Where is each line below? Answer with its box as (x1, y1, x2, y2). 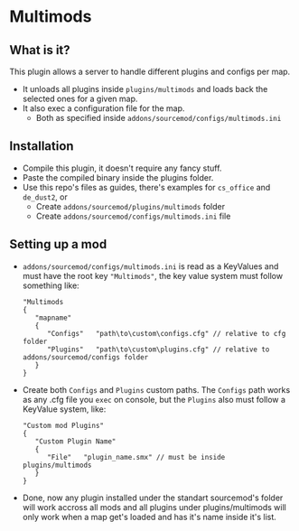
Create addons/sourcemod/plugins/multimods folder (35, 200, 226, 211)
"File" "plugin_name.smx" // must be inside (46, 452, 226, 461)
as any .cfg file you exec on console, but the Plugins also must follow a (22, 394, 286, 405)
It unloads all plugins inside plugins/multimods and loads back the (22, 84, 268, 94)
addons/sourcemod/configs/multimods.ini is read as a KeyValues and (22, 260, 279, 272)
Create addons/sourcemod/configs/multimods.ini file (35, 210, 231, 221)
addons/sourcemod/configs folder (22, 352, 149, 362)
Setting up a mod (9, 237, 107, 252)
